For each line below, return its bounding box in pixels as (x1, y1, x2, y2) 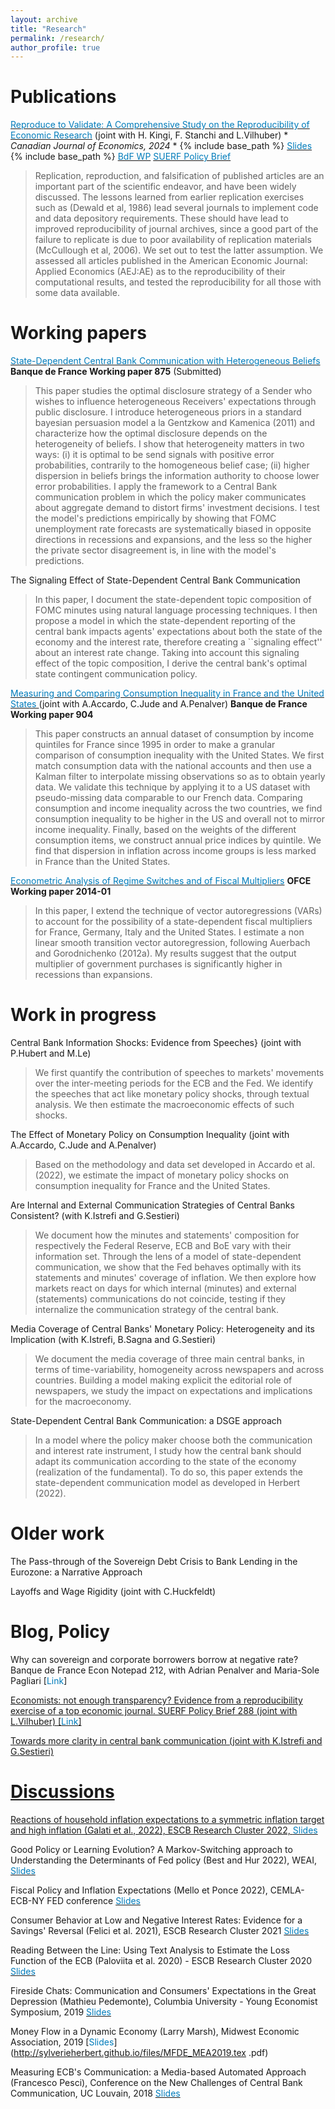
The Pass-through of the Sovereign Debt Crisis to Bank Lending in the (10, 1556, 298, 1567)
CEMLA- (269, 1884, 305, 1896)
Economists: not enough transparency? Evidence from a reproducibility (10, 1694, 303, 1706)
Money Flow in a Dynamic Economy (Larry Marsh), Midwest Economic (10, 2025, 300, 2037)
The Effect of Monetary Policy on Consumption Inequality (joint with (10, 1129, 290, 1141)
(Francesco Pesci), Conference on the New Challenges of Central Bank (10, 2076, 303, 2088)
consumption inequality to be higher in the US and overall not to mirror (34, 813, 325, 825)
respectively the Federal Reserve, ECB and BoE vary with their (34, 1240, 292, 1252)
